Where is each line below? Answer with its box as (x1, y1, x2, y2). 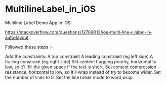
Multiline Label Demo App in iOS (5, 20, 71, 26)
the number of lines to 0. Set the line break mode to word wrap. (5, 74, 134, 80)
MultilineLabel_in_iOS (5, 3, 96, 15)
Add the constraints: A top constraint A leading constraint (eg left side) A (5, 53, 153, 59)
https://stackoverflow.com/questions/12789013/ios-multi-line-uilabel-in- (5, 29, 152, 35)
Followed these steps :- (5, 44, 53, 50)
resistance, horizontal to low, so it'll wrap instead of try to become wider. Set (5, 69, 161, 75)
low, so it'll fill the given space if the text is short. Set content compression (5, 64, 157, 70)
